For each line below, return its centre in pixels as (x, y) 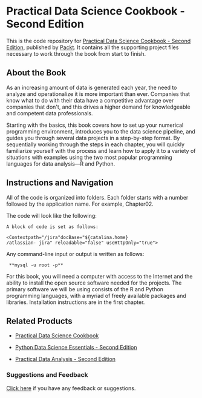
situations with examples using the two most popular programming (89, 157)
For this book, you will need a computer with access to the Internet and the (99, 276)
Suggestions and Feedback (47, 375)
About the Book (36, 73)
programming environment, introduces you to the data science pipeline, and (101, 131)
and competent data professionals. (50, 113)
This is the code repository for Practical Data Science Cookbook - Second (99, 41)
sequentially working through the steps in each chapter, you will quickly (96, 144)
